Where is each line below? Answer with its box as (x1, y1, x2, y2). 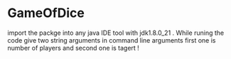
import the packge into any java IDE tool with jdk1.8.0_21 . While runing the (7, 28, 225, 37)
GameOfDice (7, 5, 85, 21)
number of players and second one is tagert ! (7, 43, 140, 52)
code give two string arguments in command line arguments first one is (7, 36, 216, 44)
